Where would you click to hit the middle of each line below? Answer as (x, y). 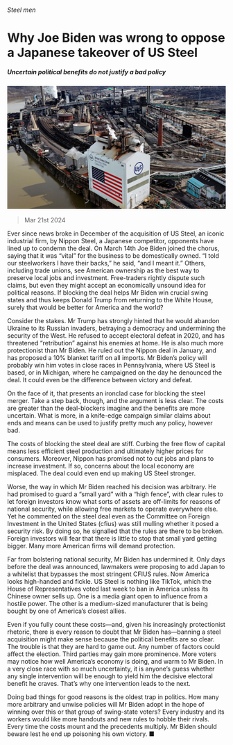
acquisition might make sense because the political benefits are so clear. (111, 639)
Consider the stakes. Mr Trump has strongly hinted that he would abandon (113, 321)
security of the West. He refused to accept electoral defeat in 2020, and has (116, 336)
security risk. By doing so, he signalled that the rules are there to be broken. (115, 531)
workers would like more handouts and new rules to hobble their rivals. (109, 719)
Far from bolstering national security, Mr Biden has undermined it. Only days (116, 559)
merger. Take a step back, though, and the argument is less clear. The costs (115, 401)
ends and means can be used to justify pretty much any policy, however (110, 423)
